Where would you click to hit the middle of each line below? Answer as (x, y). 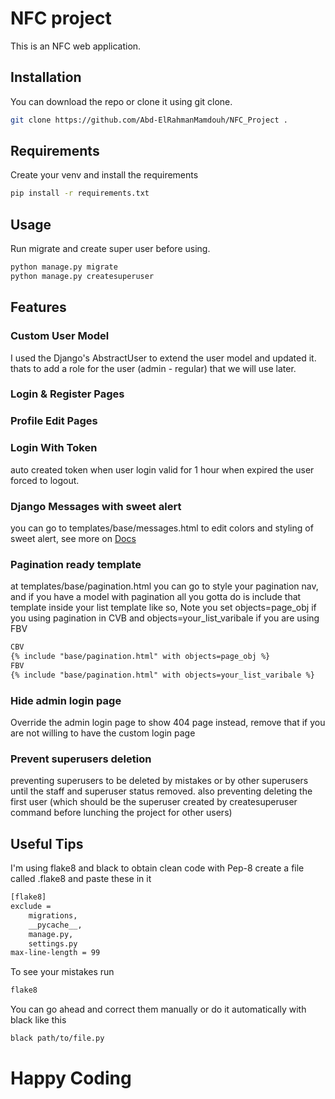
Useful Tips (47, 843)
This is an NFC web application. (76, 46)
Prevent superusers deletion (81, 759)
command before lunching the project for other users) (121, 813)
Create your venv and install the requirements (104, 175)
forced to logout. (45, 480)
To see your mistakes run (62, 972)
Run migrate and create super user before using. (110, 249)
